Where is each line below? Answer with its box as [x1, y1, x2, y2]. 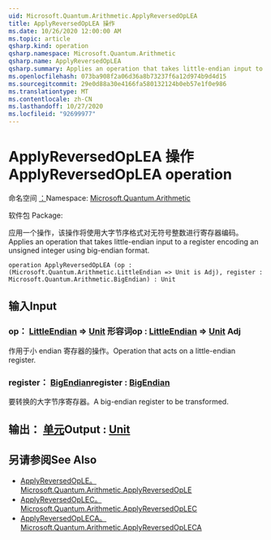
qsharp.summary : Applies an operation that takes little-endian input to [8, 65, 264, 73]
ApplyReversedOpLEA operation [8, 166, 233, 184]
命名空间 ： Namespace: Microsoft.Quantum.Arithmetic [8, 192, 191, 203]
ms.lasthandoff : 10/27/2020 [8, 102, 104, 110]
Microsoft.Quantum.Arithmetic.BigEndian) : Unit [8, 275, 176, 283]
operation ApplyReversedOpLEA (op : [8, 261, 132, 269]
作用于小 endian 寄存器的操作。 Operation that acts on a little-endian [8, 346, 236, 356]
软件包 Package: [8, 210, 63, 220]
